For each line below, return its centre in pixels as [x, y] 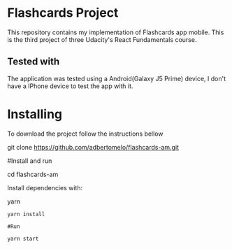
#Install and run [30, 161]
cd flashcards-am [33, 174]
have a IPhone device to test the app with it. [70, 86]
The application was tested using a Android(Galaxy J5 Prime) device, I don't [117, 78]
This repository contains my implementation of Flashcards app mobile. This [116, 32]
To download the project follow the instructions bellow [85, 134]
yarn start [23, 239]
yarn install [26, 214]
